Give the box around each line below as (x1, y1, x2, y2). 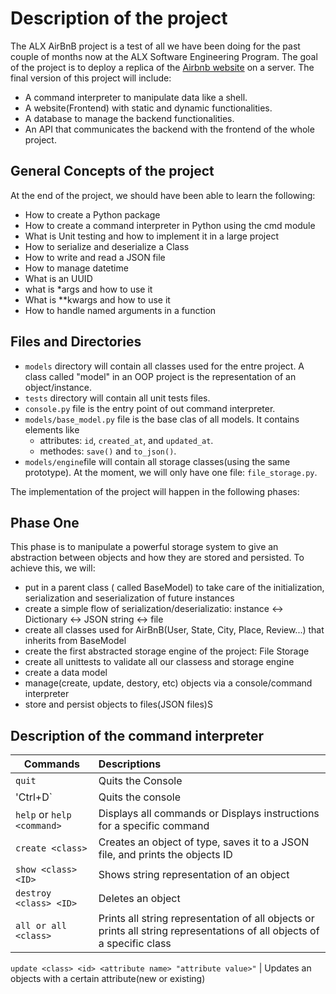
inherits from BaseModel (24, 635, 127, 647)
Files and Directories (10, 333, 142, 351)
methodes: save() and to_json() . (39, 445, 177, 457)
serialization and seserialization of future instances (24, 592, 235, 604)
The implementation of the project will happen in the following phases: (10, 485, 300, 497)
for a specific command (98, 819, 210, 833)
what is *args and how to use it (24, 283, 153, 295)
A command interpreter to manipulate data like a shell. (24, 91, 248, 103)
